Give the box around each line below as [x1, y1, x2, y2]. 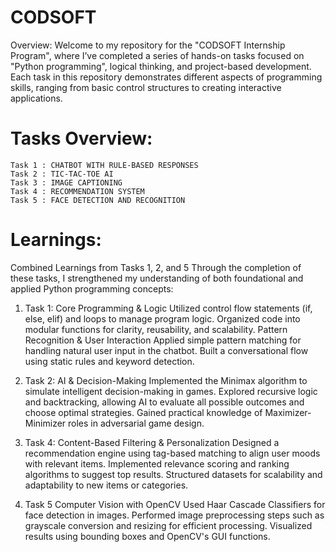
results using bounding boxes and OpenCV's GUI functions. [24, 530, 271, 542]
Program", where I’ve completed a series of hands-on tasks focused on [10, 49, 305, 61]
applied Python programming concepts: [10, 282, 174, 295]
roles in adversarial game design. [68, 417, 205, 429]
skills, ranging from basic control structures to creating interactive [10, 81, 282, 93]
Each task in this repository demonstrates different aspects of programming [10, 71, 323, 83]
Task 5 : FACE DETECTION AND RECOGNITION [10, 195, 186, 205]
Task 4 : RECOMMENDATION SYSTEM [10, 186, 145, 196]
